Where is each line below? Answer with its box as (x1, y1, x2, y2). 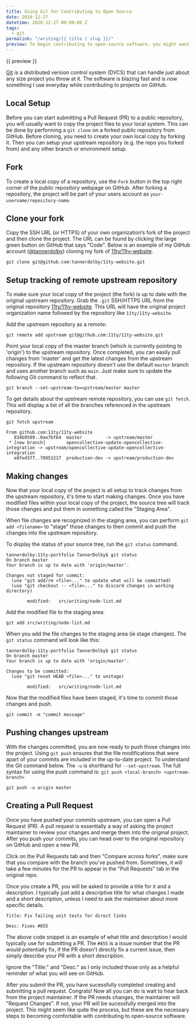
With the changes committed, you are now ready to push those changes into (6, 743, 191, 750)
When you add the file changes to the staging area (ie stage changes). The (6, 630, 187, 637)
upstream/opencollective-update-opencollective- (45, 445, 166, 451)
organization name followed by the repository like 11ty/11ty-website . (6, 310, 173, 317)
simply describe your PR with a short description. (6, 952, 125, 959)
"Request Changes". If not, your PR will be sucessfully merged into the (6, 1000, 176, 1007)
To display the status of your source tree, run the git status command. (6, 540, 178, 547)
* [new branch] (8, 440, 46, 446)
